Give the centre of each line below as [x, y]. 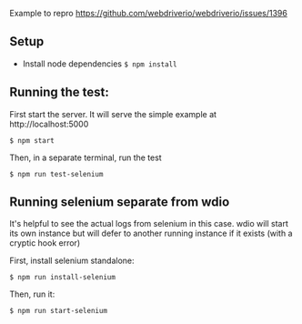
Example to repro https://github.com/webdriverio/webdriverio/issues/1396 [149, 13]
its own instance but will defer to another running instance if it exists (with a [151, 233]
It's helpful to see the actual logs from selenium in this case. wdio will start [149, 224]
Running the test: [59, 92]
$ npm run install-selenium [63, 278]
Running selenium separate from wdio [120, 202]
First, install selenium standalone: [72, 261]
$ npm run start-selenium [58, 311]
